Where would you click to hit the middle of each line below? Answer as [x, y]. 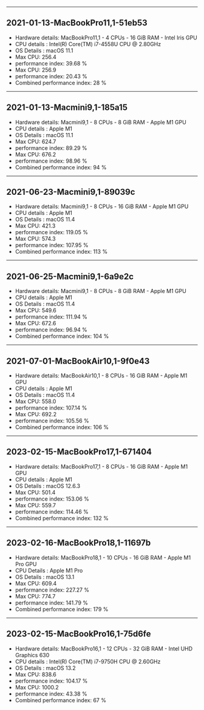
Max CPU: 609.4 [36, 583]
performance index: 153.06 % [52, 499]
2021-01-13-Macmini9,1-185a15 [67, 108]
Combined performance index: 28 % [61, 83]
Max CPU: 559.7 [36, 505]
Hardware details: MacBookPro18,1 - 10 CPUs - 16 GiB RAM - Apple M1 [103, 557]
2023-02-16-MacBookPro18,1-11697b [79, 543]
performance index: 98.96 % [51, 161]
